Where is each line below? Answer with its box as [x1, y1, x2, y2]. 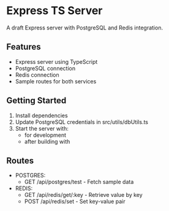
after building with [24, 137, 70, 145]
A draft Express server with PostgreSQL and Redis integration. [6, 24, 163, 31]
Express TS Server [6, 4, 103, 18]
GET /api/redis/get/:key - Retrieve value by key [24, 191, 143, 199]
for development [24, 131, 66, 139]
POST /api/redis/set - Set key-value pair [24, 198, 126, 205]
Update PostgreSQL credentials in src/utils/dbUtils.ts [15, 118, 149, 126]
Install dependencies [15, 112, 69, 119]
